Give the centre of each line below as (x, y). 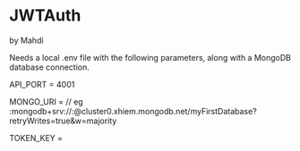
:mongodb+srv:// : (42, 111)
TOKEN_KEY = (36, 138)
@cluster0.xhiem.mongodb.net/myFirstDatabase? (165, 111)
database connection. (49, 67)
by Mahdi (26, 40)
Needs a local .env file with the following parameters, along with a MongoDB (150, 57)
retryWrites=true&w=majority (63, 121)
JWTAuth (45, 16)
